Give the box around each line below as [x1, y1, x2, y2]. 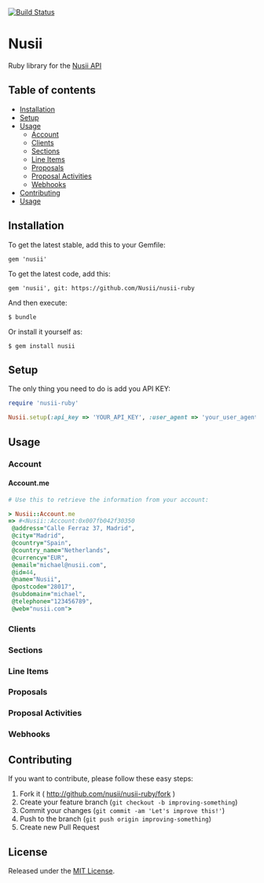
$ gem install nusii [8, 342, 76, 350]
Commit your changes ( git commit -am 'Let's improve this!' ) [19, 806, 225, 815]
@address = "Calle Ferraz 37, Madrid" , [11, 525, 135, 533]
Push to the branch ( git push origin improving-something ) [19, 814, 212, 824]
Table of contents [8, 83, 96, 97]
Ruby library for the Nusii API [8, 60, 102, 70]
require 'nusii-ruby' [8, 399, 79, 408]
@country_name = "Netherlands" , [11, 546, 111, 554]
